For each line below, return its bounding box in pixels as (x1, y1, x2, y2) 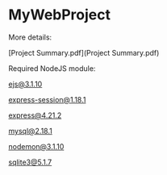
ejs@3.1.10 (8, 79, 43, 89)
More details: (8, 32, 52, 42)
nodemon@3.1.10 (8, 141, 65, 151)
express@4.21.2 (8, 110, 62, 120)
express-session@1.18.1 (8, 94, 86, 104)
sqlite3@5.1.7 (8, 157, 52, 167)
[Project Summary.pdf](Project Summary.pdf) (8, 48, 160, 57)
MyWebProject (8, 6, 111, 24)
